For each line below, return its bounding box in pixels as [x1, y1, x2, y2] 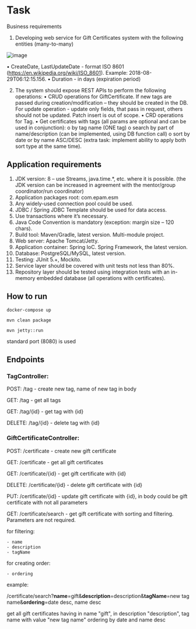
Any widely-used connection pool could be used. [15, 200, 134, 207]
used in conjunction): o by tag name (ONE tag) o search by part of [15, 124, 174, 131]
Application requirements [6, 160, 101, 170]
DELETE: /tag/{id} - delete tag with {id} [6, 419, 100, 427]
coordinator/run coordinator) [15, 188, 84, 195]
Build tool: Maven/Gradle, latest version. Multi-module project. [15, 231, 165, 238]
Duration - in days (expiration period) [52, 75, 141, 82]
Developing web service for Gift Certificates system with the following [15, 34, 183, 41]
